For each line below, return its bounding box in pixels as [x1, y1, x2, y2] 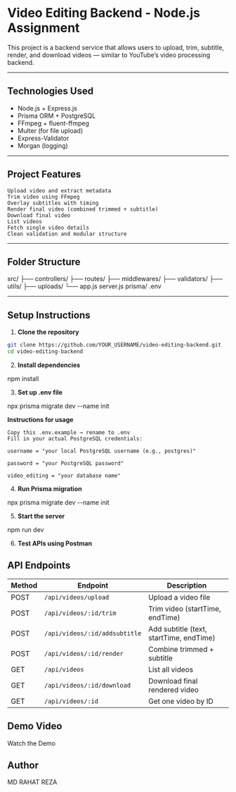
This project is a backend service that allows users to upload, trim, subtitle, [7, 43, 225, 51]
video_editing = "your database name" [7, 472, 121, 479]
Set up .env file [17, 388, 63, 396]
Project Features [7, 168, 81, 180]
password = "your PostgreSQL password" [7, 459, 124, 466]
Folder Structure [7, 256, 81, 268]
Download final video [7, 211, 71, 219]
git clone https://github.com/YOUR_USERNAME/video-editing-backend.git [7, 342, 221, 349]
